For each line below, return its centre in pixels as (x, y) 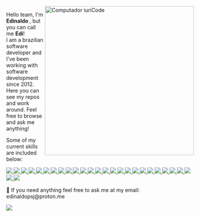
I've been (18, 59)
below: (14, 159)
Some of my (21, 140)
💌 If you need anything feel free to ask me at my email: (73, 190)
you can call (21, 27)
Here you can (23, 91)
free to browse (24, 116)
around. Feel (21, 109)
